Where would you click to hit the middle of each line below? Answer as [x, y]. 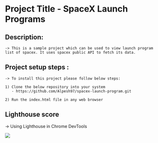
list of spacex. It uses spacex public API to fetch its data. [70, 52]
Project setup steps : [37, 67]
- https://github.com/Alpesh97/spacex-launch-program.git [71, 91]
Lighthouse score [32, 115]
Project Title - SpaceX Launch [66, 9]
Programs [25, 19]
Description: [24, 37]
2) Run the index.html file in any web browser [54, 100]
